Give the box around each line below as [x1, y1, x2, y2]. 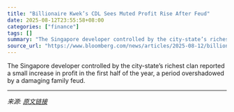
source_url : [7, 42, 42, 49]
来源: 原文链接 [7, 97, 47, 105]
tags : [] [7, 29, 33, 37]
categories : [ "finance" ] [7, 23, 79, 30]
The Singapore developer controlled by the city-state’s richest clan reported [7, 62, 225, 70]
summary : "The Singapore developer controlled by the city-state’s [7, 36, 208, 43]
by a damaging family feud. [7, 77, 86, 84]
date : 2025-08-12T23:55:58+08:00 [7, 17, 104, 24]
